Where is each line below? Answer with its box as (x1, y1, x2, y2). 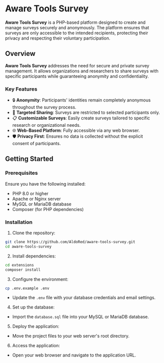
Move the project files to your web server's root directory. (12, 333, 130, 339)
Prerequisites (5, 169, 38, 176)
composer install (5, 267, 41, 272)
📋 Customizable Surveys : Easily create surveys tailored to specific (12, 115, 150, 121)
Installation (5, 218, 33, 225)
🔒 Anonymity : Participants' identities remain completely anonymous (12, 97, 151, 103)
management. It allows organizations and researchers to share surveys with (5, 68, 159, 74)
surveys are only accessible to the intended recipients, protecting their (5, 30, 149, 36)
